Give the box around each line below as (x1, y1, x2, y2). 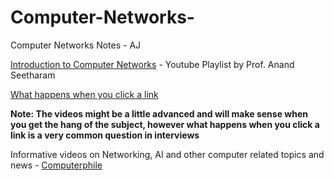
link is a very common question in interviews (10, 129, 200, 141)
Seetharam (10, 69, 56, 81)
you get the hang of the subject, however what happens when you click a (10, 118, 320, 130)
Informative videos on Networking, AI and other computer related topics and (10, 148, 325, 160)
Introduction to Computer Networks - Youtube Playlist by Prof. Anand (10, 58, 295, 70)
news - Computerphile (10, 159, 103, 171)
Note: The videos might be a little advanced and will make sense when (10, 107, 308, 120)
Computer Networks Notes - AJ (10, 39, 142, 51)
